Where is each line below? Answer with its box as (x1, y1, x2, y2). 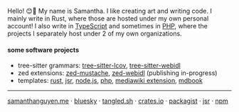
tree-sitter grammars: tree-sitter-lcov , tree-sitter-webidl (17, 61, 181, 70)
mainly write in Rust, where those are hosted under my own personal (7, 14, 209, 23)
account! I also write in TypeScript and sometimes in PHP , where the (7, 22, 208, 30)
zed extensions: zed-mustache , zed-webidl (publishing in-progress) (17, 69, 218, 77)
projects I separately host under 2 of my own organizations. (7, 29, 183, 38)
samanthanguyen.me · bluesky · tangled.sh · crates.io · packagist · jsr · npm (7, 96, 229, 106)
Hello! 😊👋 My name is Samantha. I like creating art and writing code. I (7, 7, 212, 15)
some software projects (7, 45, 80, 54)
